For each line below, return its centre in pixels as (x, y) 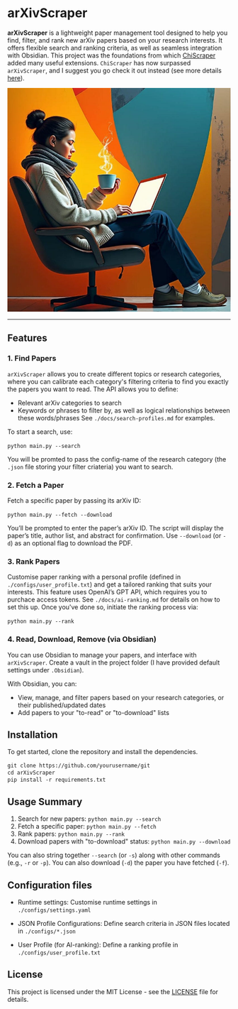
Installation (33, 735)
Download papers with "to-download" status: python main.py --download (124, 841)
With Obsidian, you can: (42, 684)
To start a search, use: (40, 432)
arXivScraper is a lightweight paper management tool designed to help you (118, 33)
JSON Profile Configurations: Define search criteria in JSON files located (124, 923)
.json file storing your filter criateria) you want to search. (90, 467)
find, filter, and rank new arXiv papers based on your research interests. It (115, 40)
